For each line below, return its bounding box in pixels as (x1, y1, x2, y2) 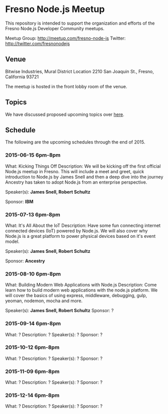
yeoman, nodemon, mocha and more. (5, 298, 83, 304)
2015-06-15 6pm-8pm (5, 152, 61, 159)
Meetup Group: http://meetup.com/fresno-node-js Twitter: (5, 35, 126, 41)
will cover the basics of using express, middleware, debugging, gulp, (5, 293, 147, 299)
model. (5, 238, 20, 244)
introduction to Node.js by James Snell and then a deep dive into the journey (5, 174, 163, 180)
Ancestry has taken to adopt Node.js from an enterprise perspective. (5, 179, 147, 185)
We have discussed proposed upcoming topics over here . (5, 111, 124, 117)
